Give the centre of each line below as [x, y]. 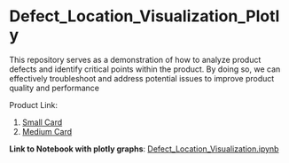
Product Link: [34, 105]
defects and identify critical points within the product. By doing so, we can [145, 69]
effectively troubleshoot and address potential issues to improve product [142, 78]
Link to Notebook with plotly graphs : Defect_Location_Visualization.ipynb [144, 149]
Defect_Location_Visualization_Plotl [144, 16]
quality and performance [55, 88]
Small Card [42, 122]
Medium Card [47, 131]
